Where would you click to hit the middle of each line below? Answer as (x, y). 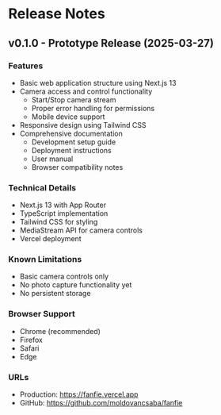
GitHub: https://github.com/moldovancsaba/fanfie (101, 403)
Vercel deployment (50, 239)
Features (26, 66)
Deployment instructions (72, 150)
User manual (52, 159)
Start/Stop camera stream (74, 99)
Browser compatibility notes (77, 167)
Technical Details (42, 187)
